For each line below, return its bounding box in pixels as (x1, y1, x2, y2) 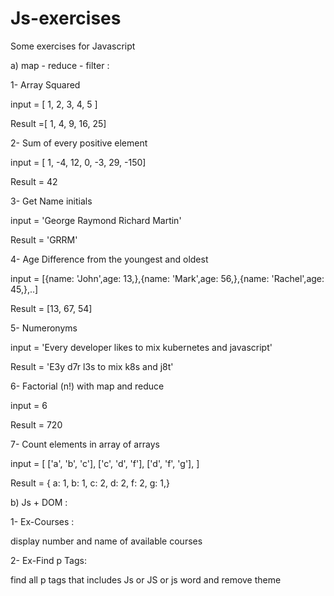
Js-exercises (10, 7, 122, 30)
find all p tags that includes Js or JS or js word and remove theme (10, 573, 282, 586)
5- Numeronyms (10, 322, 78, 334)
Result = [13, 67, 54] (10, 302, 93, 314)
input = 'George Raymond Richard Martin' (10, 214, 182, 226)
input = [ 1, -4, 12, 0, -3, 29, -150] (10, 156, 147, 168)
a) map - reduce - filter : (10, 59, 110, 71)
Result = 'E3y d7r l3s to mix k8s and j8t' (10, 360, 174, 372)
